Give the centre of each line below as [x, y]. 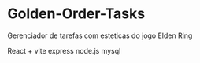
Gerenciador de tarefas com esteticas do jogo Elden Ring [100, 35]
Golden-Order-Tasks [76, 14]
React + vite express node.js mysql [64, 50]
